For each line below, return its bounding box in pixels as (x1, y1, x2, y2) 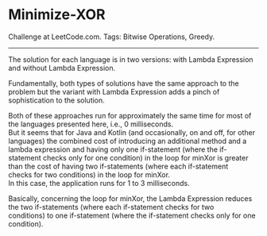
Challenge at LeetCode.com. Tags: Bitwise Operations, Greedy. (8, 32, 215, 41)
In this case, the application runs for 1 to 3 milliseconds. (8, 178, 190, 188)
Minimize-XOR (8, 6, 106, 24)
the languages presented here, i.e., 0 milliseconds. (8, 119, 174, 129)
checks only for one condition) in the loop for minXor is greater (42, 153, 249, 162)
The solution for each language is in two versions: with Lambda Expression (8, 54, 253, 64)
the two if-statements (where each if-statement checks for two (8, 202, 215, 211)
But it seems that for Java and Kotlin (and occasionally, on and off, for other (8, 127, 256, 137)
